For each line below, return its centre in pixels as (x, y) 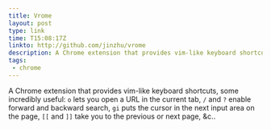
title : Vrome (30, 16)
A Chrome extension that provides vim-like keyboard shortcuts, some (124, 91)
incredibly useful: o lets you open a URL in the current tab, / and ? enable (130, 99)
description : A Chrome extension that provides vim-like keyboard (122, 53)
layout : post (30, 23)
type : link (27, 30)
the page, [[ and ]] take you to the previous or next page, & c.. (112, 116)
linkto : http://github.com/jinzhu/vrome (77, 46)
